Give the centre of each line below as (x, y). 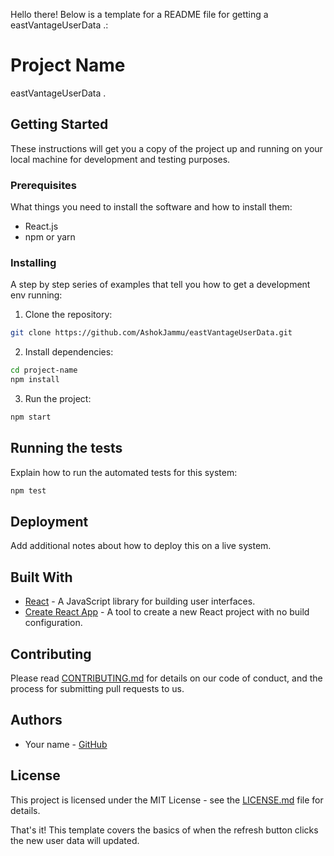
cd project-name (44, 370)
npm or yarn (50, 237)
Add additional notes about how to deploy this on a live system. (141, 546)
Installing (33, 262)
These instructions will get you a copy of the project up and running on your (166, 148)
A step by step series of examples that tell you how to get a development (160, 285)
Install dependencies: (69, 352)
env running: (36, 295)
